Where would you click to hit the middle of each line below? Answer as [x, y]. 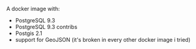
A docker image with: [33, 9]
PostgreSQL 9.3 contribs [46, 27]
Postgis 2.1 [29, 33]
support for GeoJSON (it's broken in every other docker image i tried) [103, 40]
